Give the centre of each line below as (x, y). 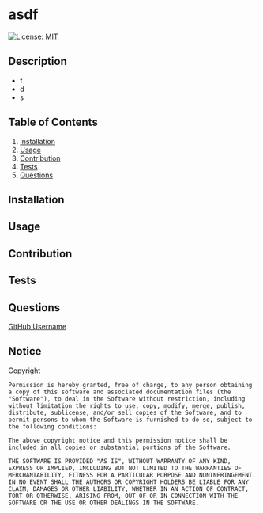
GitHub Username (38, 326)
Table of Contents (53, 122)
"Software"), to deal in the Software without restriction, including (127, 399)
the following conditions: (53, 426)
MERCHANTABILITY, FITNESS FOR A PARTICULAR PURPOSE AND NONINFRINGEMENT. (132, 475)
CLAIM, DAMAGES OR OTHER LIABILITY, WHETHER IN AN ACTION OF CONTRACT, (128, 488)
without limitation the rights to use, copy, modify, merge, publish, (127, 405)
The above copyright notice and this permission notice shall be (118, 440)
